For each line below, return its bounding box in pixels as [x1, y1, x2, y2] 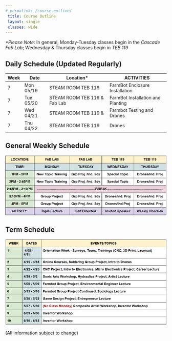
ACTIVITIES [124, 74, 150, 81]
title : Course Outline [7, 13, 56, 19]
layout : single [7, 19, 40, 24]
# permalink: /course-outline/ [5, 8, 72, 13]
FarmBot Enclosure [109, 82, 150, 88]
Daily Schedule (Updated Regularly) [5, 59, 122, 68]
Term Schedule [5, 226, 55, 234]
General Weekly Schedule [5, 142, 90, 150]
